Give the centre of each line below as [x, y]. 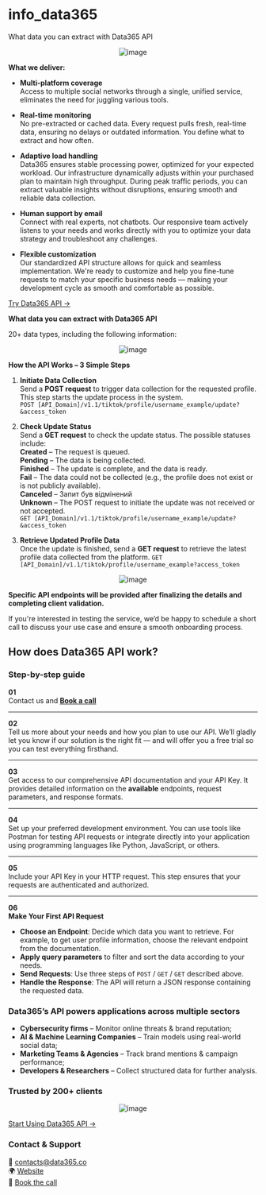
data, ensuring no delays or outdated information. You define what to [132, 132]
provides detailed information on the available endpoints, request [115, 788]
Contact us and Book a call [52, 700]
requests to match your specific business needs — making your [123, 279]
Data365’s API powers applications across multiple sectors [124, 1011]
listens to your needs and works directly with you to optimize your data [135, 230]
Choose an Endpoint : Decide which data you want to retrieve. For [127, 931]
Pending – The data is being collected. [83, 460]
